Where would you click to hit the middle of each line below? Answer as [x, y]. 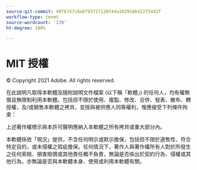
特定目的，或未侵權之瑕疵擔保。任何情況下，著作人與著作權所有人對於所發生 [98, 147]
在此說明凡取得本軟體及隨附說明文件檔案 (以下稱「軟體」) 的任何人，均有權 [96, 93]
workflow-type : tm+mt [33, 17]
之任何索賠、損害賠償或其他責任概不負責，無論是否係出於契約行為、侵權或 [96, 154]
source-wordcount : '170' [36, 22]
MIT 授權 [27, 64]
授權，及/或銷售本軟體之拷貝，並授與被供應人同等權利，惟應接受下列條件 [94, 107]
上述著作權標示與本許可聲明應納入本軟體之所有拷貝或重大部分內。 [86, 127]
